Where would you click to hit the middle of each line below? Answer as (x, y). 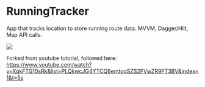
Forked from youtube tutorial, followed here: (62, 58)
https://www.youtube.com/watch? (49, 64)
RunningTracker (48, 11)
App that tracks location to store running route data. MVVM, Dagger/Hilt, (97, 28)
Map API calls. (24, 34)
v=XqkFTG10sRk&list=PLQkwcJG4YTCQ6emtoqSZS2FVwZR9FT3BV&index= (103, 71)
